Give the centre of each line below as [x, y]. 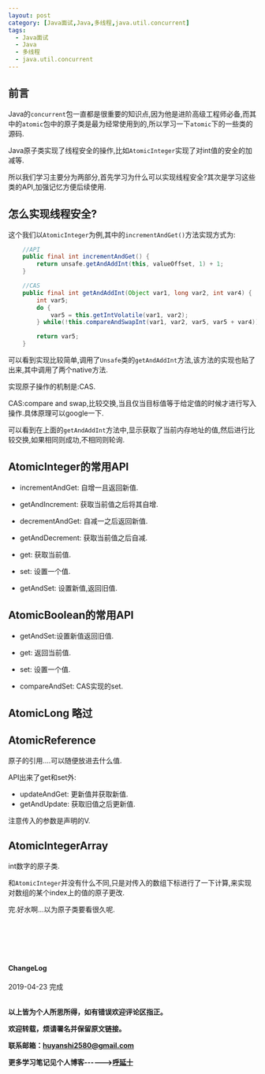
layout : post [30, 15]
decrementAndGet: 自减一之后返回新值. [84, 520]
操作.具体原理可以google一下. [56, 413]
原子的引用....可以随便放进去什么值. [65, 760]
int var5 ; [52, 300]
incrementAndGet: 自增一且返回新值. [79, 487]
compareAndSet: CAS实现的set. [71, 686]
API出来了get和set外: [42, 777]
